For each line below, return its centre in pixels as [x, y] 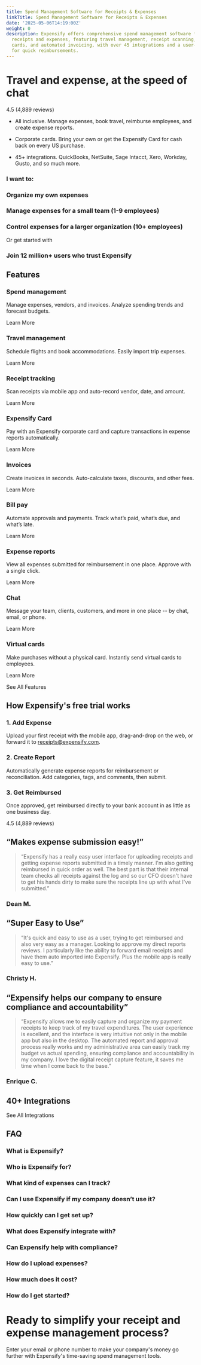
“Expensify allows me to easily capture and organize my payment [101, 1022]
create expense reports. [45, 127]
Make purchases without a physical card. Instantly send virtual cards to [94, 657]
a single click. [23, 571]
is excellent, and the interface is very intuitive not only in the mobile [104, 1034]
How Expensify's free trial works [68, 706]
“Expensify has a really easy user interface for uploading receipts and [107, 856]
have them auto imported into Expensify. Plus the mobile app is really [106, 957]
